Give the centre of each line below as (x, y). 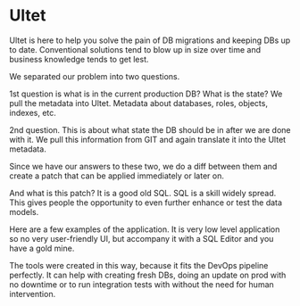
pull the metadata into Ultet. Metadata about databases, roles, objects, (138, 103)
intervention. (33, 294)
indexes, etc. (33, 112)
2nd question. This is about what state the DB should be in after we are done (150, 129)
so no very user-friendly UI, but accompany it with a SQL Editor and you (142, 238)
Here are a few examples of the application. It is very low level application (145, 229)
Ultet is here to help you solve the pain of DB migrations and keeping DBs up (150, 40)
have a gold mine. (42, 248)
